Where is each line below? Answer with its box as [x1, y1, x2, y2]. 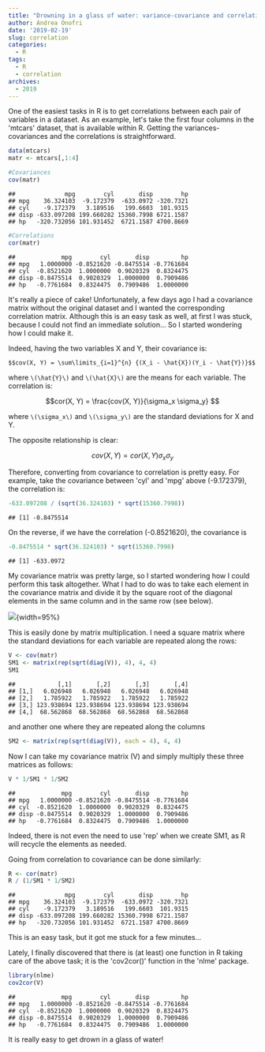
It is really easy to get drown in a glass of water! [8, 1035, 164, 1044]
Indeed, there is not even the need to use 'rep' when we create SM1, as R [8, 830, 246, 840]
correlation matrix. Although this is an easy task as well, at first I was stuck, [8, 311, 252, 320]
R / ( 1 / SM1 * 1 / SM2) [8, 877, 77, 885]
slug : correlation [8, 33, 69, 42]
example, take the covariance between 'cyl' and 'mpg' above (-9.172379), [8, 476, 247, 485]
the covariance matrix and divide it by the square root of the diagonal [8, 588, 233, 597]
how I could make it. [8, 328, 73, 338]
